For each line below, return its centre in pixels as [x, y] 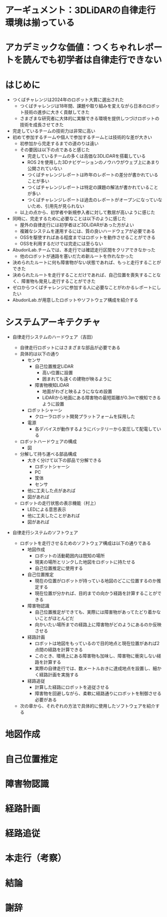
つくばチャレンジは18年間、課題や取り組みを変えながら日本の [83, 106]
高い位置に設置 [58, 373]
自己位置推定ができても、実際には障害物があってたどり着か [96, 612]
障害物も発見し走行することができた [58, 281]
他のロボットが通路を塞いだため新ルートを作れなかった [77, 256]
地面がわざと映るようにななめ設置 [77, 392]
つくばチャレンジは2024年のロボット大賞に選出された [68, 100]
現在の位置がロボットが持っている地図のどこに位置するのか [96, 581]
